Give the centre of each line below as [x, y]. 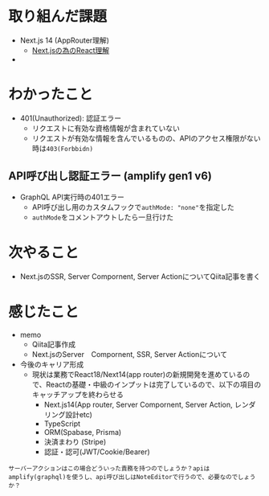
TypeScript [62, 424]
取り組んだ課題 [58, 16]
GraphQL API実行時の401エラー [72, 197]
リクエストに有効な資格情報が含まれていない [106, 128]
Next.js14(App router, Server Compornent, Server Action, [138, 404]
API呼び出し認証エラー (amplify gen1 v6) [110, 176]
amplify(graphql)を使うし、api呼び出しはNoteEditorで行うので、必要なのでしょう [132, 477]
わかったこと [51, 94]
